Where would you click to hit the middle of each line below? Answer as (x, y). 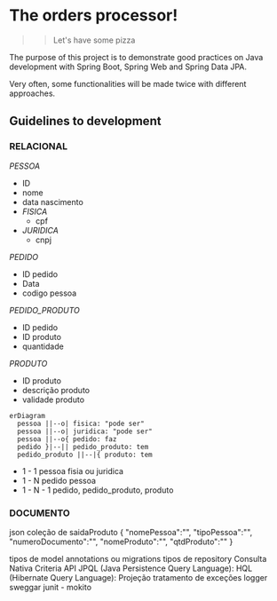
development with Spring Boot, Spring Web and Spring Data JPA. (128, 67)
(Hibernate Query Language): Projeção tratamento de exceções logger (138, 577)
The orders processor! (94, 16)
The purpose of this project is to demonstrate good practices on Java (136, 57)
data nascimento (53, 202)
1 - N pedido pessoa (59, 480)
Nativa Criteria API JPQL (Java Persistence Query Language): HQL (131, 568)
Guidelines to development (85, 121)
